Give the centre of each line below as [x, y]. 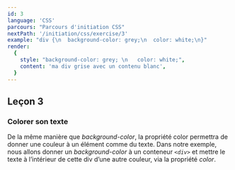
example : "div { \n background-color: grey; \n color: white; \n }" [107, 40]
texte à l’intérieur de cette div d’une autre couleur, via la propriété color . [111, 159]
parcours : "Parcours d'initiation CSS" [66, 27]
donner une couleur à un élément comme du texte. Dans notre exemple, [112, 145]
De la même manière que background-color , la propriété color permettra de [118, 137]
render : [19, 47]
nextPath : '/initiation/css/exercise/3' [68, 34]
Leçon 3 [25, 101]
